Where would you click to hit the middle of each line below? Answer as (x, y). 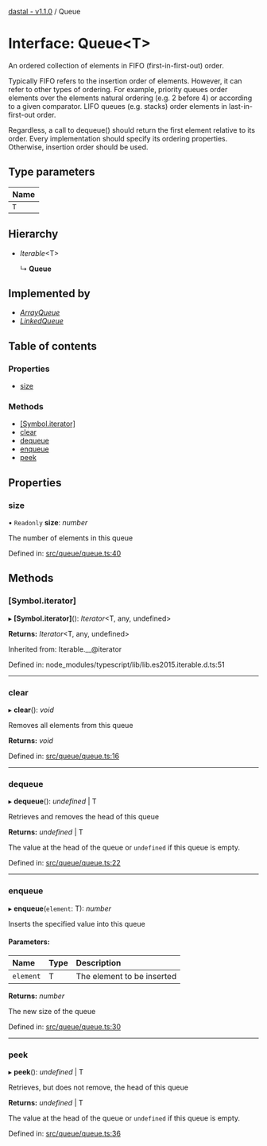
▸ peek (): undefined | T (46, 1072)
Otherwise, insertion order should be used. (78, 147)
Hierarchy (33, 234)
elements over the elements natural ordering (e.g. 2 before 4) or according (130, 98)
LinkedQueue (41, 321)
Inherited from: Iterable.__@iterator (65, 649)
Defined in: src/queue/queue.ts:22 (64, 863)
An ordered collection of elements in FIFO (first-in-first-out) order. (116, 65)
